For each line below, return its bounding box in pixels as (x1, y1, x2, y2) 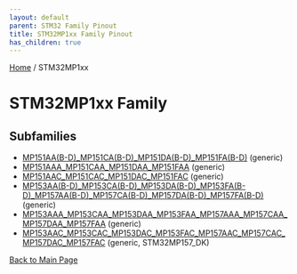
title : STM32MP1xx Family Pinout (9, 29, 133, 38)
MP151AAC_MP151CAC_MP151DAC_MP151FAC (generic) (21, 171, 224, 182)
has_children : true (9, 37, 82, 47)
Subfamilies (9, 128, 77, 143)
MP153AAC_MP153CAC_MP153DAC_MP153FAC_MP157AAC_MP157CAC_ (21, 228, 286, 238)
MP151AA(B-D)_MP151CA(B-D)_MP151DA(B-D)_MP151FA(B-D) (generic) (21, 152, 284, 163)
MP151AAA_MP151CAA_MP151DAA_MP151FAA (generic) (21, 162, 225, 173)
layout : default (9, 12, 69, 22)
